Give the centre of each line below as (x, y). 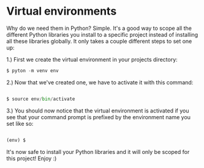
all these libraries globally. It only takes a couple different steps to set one (99, 41)
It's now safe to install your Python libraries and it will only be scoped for (98, 152)
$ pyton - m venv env (33, 71)
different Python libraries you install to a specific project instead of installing (102, 34)
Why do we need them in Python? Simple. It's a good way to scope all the (99, 28)
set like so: (20, 123)
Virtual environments (62, 11)
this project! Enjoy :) (32, 158)
